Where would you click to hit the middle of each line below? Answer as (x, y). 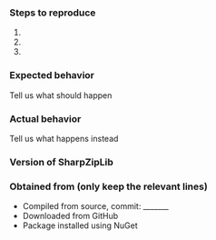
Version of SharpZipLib (61, 162)
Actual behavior (45, 118)
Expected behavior (52, 75)
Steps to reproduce (53, 13)
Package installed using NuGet (80, 225)
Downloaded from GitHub (70, 216)
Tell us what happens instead (64, 138)
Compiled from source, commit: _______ (96, 206)
